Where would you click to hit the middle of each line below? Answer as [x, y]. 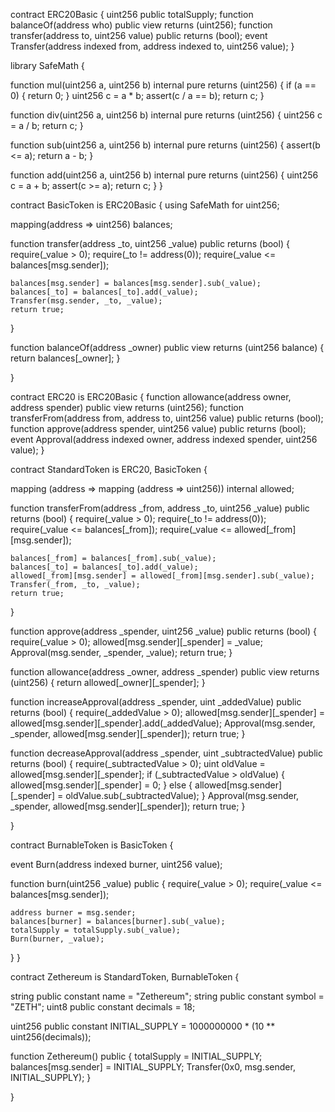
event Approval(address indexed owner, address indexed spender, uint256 [164, 439]
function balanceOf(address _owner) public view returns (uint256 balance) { [167, 347]
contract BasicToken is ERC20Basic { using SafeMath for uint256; [145, 205]
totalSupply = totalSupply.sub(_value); [96, 930]
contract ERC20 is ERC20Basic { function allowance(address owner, [151, 397]
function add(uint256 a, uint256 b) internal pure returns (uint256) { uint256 [164, 175]
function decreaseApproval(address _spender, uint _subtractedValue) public [166, 753]
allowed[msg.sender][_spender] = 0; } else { [101, 785]
